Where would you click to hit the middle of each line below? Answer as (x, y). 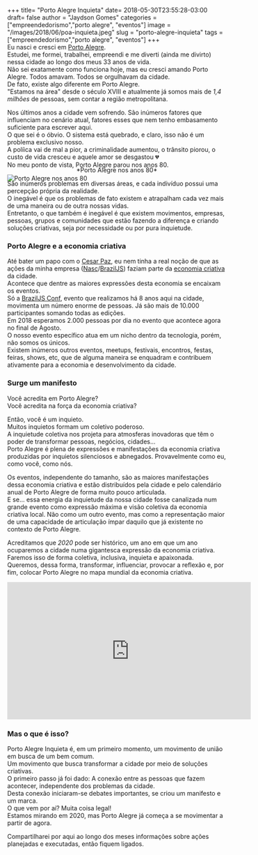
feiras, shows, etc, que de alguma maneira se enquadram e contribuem (109, 358)
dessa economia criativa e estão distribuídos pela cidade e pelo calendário (114, 485)
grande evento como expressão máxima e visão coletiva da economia (107, 507)
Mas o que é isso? (38, 734)
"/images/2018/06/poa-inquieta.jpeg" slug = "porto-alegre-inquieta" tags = (115, 32)
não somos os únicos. (39, 343)
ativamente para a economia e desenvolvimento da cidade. (92, 365)
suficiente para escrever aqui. (50, 127)
